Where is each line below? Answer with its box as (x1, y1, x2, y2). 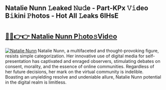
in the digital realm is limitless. (5, 79, 67, 85)
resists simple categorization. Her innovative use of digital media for (5, 53, 145, 59)
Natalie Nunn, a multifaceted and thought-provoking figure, (38, 48, 159, 53)
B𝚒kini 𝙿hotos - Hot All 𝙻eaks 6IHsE (5, 12, 119, 20)
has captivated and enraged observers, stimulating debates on (32, 58, 161, 64)
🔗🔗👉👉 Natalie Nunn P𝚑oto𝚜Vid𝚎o (5, 32, 117, 41)
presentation (5, 58, 31, 64)
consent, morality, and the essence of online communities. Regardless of (5, 64, 155, 69)
